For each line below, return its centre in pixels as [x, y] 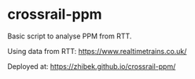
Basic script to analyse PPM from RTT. [70, 36]
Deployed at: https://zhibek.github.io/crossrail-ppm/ [92, 66]
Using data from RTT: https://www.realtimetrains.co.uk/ [97, 51]
